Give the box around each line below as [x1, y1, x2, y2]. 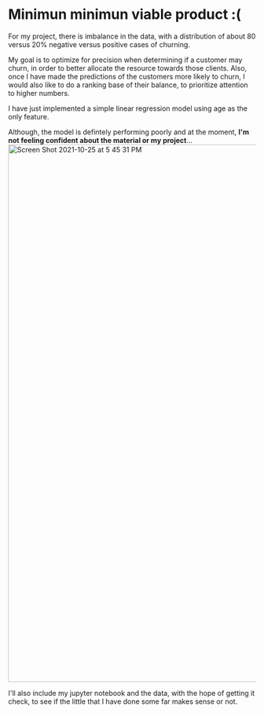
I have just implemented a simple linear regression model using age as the [8, 104, 247, 113]
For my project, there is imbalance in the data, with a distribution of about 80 [8, 31, 256, 41]
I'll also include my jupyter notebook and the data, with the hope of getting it [8, 688, 255, 698]
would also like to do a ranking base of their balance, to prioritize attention [8, 80, 249, 90]
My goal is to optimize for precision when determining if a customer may [8, 55, 243, 64]
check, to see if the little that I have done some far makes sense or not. [8, 697, 238, 706]
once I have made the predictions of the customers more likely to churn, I [8, 71, 245, 81]
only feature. [8, 112, 49, 121]
